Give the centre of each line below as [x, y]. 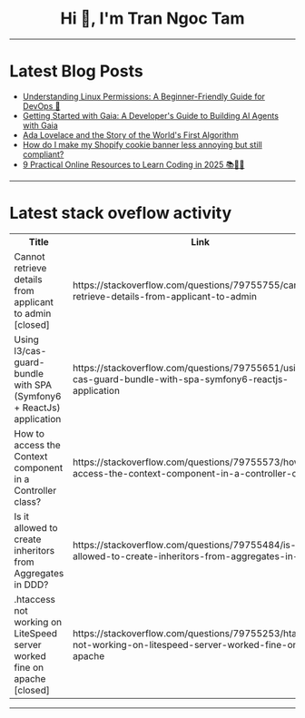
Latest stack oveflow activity [121, 213]
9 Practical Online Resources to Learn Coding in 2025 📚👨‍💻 [133, 164]
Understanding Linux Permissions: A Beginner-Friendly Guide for [144, 96]
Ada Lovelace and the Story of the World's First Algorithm [130, 134]
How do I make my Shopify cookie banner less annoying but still [143, 144]
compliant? [43, 154]
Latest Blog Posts [76, 71]
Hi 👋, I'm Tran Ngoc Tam [152, 19]
